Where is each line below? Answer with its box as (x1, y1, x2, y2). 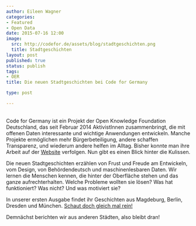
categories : (6, 14, 35, 20)
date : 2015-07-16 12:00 (6, 30, 64, 36)
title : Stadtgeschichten (11, 47, 72, 53)
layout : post (6, 52, 38, 58)
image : (6, 36, 22, 42)
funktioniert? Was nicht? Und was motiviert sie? (6, 184, 121, 191)
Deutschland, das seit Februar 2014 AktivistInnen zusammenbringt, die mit (6, 124, 185, 131)
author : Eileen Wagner (6, 8, 61, 15)
